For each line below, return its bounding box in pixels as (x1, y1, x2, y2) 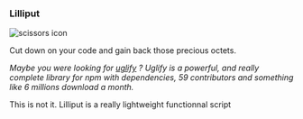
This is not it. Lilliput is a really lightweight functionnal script (9, 99, 232, 110)
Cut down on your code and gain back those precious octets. (9, 45, 237, 56)
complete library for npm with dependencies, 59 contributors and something (9, 72, 294, 83)
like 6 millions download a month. (9, 82, 134, 93)
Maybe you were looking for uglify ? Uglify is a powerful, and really (9, 62, 260, 74)
